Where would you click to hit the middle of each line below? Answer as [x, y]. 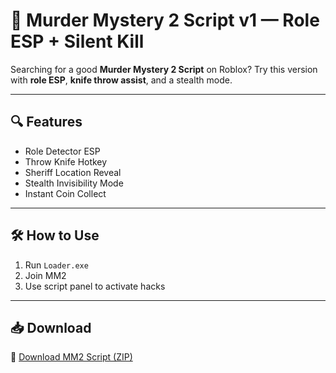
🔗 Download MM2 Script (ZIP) [71, 357]
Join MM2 [45, 275]
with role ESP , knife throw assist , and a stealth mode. [121, 80]
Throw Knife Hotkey [66, 161]
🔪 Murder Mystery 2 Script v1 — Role [165, 20]
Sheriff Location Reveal [73, 172]
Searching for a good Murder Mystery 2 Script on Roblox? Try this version [164, 69]
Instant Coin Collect [65, 193]
